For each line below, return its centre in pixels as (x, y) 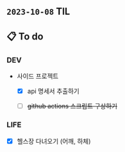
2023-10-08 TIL (39, 12)
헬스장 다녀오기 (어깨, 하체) (54, 141)
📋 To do (25, 36)
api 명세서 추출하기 (53, 91)
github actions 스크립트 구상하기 (72, 106)
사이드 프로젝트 (38, 76)
